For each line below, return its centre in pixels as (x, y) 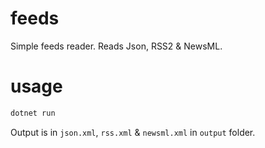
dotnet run (33, 113)
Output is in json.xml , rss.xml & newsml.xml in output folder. (133, 132)
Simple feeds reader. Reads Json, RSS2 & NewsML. (116, 46)
